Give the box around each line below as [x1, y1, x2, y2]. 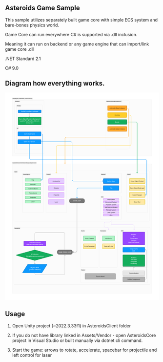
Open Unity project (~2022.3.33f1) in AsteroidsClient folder [12, 322, 131, 329]
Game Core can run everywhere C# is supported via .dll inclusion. [5, 31, 138, 37]
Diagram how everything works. [5, 79, 105, 87]
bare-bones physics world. [5, 22, 60, 28]
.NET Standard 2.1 [5, 56, 41, 62]
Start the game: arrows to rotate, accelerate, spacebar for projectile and [12, 347, 157, 353]
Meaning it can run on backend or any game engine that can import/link [5, 41, 149, 47]
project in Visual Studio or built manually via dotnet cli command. [12, 337, 143, 343]
